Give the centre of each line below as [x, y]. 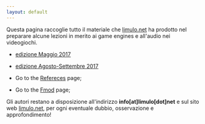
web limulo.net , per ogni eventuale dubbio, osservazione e [80, 108]
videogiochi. [22, 42]
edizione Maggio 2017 [43, 54]
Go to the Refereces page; [48, 78]
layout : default [27, 12]
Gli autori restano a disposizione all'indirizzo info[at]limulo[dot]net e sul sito [103, 101]
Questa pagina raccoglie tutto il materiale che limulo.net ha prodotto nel [97, 29]
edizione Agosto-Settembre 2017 [57, 66]
